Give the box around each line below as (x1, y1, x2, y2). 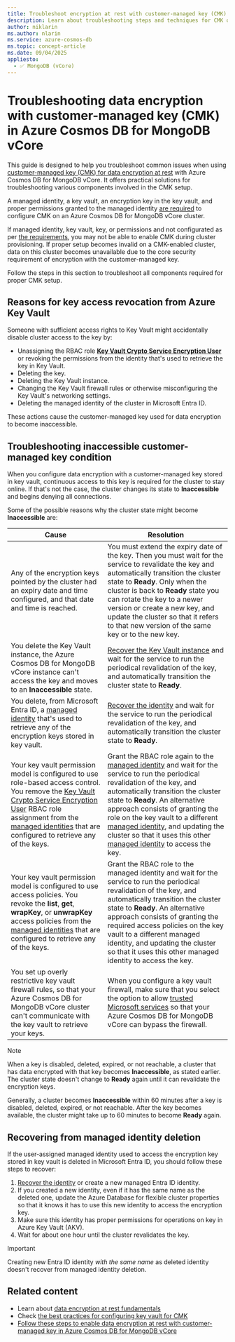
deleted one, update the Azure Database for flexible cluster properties (17, 1193, 220, 1202)
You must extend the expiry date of (107, 542, 222, 551)
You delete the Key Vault (10, 641, 91, 651)
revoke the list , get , (10, 899, 75, 908)
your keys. (10, 1028, 45, 1038)
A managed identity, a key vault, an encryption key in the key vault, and (7, 196, 213, 205)
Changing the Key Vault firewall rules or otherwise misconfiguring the (17, 384, 218, 393)
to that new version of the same (107, 621, 211, 631)
